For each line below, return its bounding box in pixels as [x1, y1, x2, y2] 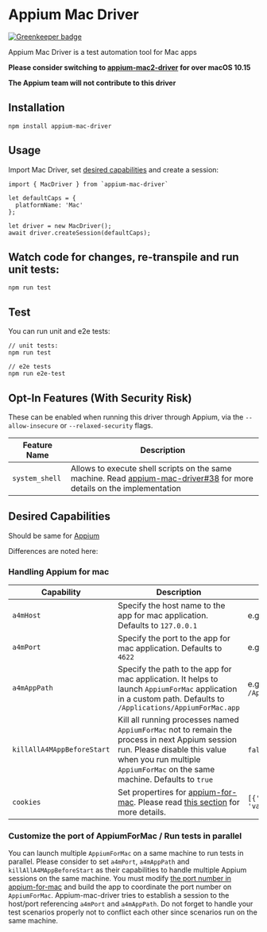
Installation [8, 101, 65, 114]
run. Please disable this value [118, 744, 226, 756]
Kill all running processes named [118, 714, 240, 725]
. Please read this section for [133, 797, 240, 808]
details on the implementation [70, 483, 181, 493]
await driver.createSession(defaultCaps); [8, 229, 151, 237]
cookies [12, 798, 41, 807]
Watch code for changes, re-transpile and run [8, 250, 240, 264]
